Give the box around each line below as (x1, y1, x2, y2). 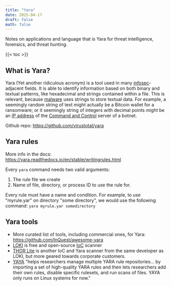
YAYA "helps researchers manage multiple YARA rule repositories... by (12, 258, 161, 264)
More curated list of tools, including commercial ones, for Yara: (12, 231, 146, 237)
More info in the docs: (5, 151, 52, 157)
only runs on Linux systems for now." (12, 275, 91, 281)
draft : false (5, 17, 33, 22)
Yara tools (5, 218, 38, 226)
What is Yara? (5, 66, 50, 75)
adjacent (5, 85, 24, 91)
